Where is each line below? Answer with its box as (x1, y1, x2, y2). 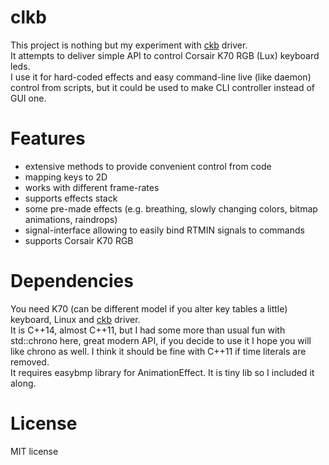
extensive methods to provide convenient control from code (24, 160, 272, 172)
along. (10, 377, 37, 389)
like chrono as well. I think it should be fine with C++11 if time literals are (10, 345, 307, 357)
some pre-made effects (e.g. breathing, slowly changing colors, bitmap (24, 202, 318, 215)
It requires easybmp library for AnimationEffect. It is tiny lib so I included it (10, 366, 315, 378)
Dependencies (10, 270, 134, 293)
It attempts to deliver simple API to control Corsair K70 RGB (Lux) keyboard (10, 49, 320, 61)
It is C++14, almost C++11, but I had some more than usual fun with (10, 324, 286, 336)
